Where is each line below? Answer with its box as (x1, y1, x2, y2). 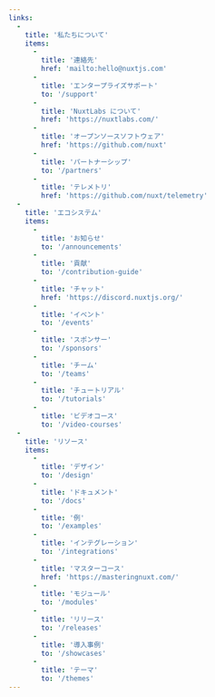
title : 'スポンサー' (41, 335, 112, 344)
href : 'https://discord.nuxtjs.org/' (41, 292, 183, 302)
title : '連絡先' (41, 56, 99, 65)
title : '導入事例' (41, 640, 105, 650)
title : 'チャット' (41, 284, 105, 293)
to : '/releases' (41, 623, 103, 632)
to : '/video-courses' (41, 420, 123, 429)
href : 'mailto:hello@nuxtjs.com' (41, 65, 168, 74)
